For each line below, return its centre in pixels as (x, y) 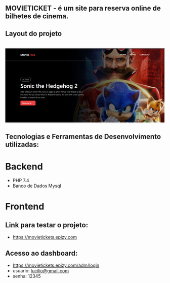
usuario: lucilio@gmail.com (41, 271)
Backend (24, 166)
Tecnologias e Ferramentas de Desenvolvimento (83, 137)
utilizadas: (22, 145)
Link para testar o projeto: (47, 225)
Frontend (25, 206)
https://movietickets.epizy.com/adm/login (56, 265)
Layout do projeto (34, 33)
